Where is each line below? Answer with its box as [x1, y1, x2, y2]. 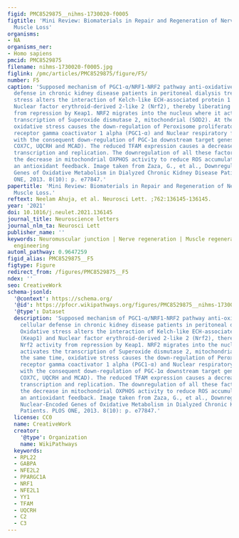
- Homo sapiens [7, 51, 53, 58]
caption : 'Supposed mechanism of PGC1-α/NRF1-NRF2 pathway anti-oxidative [7, 83, 234, 90]
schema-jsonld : [7, 288, 53, 295]
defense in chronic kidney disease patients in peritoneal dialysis [14, 90, 221, 97]
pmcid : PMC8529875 [7, 57, 62, 64]
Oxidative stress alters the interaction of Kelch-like [20, 328, 190, 335]
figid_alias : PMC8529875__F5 [7, 255, 94, 263]
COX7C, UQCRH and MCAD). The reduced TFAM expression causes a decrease [14, 143, 234, 150]
